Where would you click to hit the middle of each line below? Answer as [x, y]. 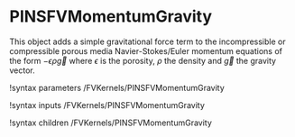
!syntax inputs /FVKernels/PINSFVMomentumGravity [107, 105]
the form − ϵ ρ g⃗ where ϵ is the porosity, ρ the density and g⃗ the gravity [143, 60]
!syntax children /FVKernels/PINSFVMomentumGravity [111, 123]
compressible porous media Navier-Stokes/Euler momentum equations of [146, 50]
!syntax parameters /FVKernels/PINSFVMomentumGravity [117, 87]
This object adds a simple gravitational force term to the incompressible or [147, 41]
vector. [23, 70]
